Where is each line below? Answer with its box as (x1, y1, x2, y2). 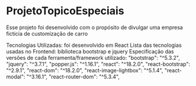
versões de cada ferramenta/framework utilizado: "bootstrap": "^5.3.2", (6, 54, 181, 61)
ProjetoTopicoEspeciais (6, 4, 124, 18)
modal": (6, 73, 25, 80)
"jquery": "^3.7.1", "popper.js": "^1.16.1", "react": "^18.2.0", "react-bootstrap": (6, 60, 191, 68)
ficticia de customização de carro (6, 30, 88, 37)
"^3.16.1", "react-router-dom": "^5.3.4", (26, 73, 120, 80)
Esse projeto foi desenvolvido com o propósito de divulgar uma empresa (6, 24, 184, 31)
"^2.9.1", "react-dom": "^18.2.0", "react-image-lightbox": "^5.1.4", (6, 66, 163, 74)
